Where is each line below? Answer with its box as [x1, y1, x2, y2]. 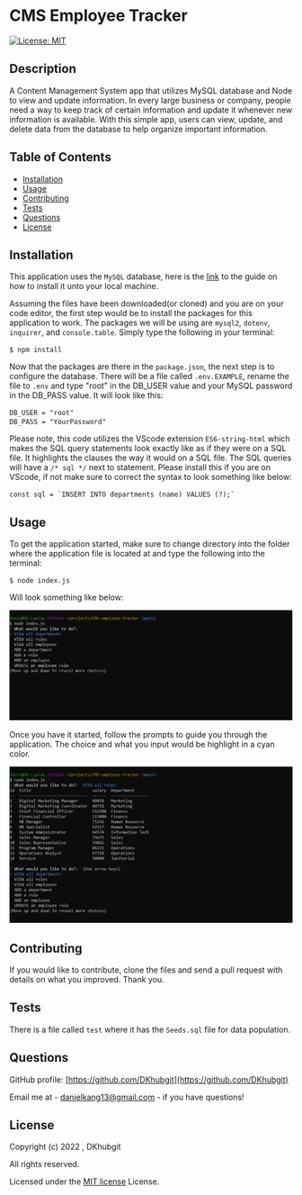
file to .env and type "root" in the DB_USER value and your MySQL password [9, 380, 293, 392]
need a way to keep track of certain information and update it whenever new [9, 104, 293, 115]
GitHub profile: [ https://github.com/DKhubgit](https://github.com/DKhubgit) [9, 1073, 289, 1085]
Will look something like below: [9, 592, 124, 603]
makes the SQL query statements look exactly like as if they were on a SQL [9, 443, 287, 454]
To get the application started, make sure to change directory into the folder [9, 539, 290, 549]
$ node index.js [9, 576, 70, 585]
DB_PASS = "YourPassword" [9, 418, 106, 427]
